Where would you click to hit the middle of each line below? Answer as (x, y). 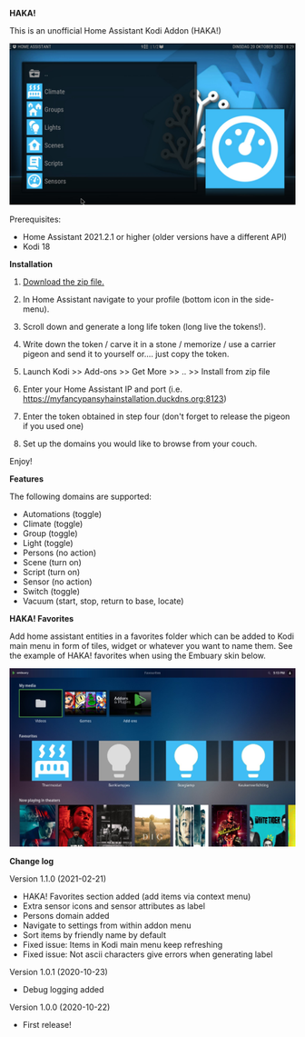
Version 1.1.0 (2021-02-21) (58, 879)
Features (26, 479)
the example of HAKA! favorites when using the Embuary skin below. (138, 655)
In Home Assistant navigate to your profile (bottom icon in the (138, 299)
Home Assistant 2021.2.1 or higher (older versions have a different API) (155, 236)
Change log (32, 862)
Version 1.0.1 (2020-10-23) (59, 972)
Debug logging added (63, 990)
